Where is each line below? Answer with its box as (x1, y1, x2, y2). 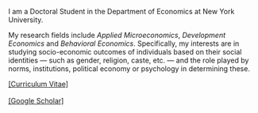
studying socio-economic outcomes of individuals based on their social (8, 47, 242, 56)
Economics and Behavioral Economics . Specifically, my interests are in (8, 39, 240, 48)
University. (8, 15, 44, 24)
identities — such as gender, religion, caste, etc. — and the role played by (8, 55, 249, 65)
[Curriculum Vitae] (8, 79, 69, 89)
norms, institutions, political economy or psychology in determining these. (8, 64, 250, 73)
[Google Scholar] (8, 96, 64, 105)
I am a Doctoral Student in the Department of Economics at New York (8, 7, 235, 16)
